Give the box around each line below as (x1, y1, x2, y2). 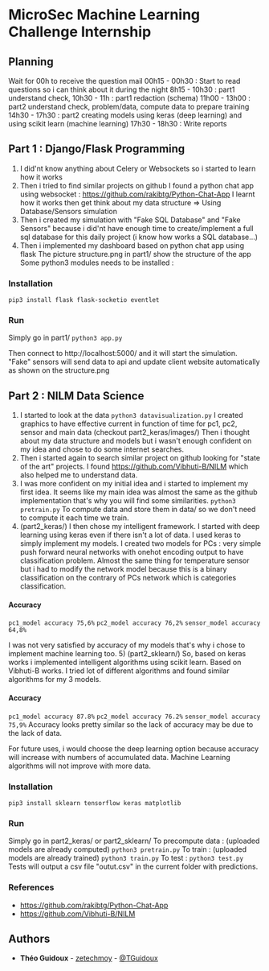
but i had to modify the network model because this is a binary (19, 564, 227, 574)
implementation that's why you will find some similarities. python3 (19, 496, 236, 506)
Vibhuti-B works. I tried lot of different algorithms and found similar (8, 666, 230, 676)
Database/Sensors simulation (19, 206, 118, 216)
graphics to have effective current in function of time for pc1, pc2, (19, 419, 238, 428)
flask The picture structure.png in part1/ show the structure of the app (19, 249, 251, 258)
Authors (8, 932, 51, 945)
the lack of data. (8, 728, 63, 738)
